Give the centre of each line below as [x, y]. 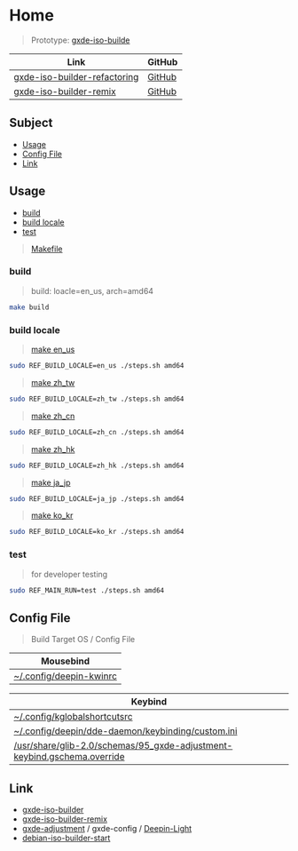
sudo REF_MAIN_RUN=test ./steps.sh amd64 [87, 590]
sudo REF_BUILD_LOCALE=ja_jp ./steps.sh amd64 [97, 498]
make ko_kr [52, 515]
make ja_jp [51, 482]
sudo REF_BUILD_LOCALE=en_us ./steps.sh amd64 [97, 366]
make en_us [53, 350]
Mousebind [66, 661]
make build [29, 307]
